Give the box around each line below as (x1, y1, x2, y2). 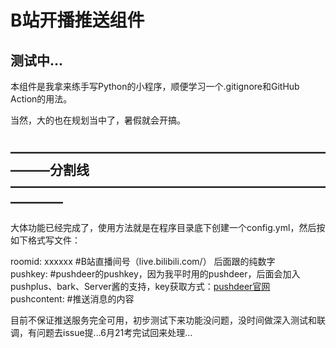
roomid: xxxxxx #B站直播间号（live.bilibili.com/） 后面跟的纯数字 (10, 255, 276, 267)
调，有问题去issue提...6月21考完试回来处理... (10, 326, 193, 338)
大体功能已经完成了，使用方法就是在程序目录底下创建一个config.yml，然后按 (10, 221, 326, 233)
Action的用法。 (10, 93, 73, 105)
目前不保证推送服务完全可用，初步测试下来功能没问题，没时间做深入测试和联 (10, 314, 326, 326)
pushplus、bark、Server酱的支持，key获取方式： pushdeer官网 (10, 280, 271, 292)
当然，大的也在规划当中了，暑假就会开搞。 (10, 114, 186, 126)
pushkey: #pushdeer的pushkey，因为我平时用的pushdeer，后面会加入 (10, 267, 301, 280)
